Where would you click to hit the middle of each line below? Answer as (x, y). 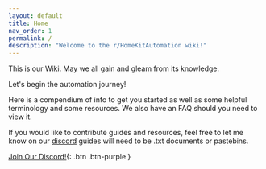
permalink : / (30, 38)
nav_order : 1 (30, 31)
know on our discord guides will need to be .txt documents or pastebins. (129, 141)
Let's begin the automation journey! (67, 84)
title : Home (28, 23)
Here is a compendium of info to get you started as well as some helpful (128, 100)
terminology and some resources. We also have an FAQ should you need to (133, 109)
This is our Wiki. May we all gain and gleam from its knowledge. (114, 68)
